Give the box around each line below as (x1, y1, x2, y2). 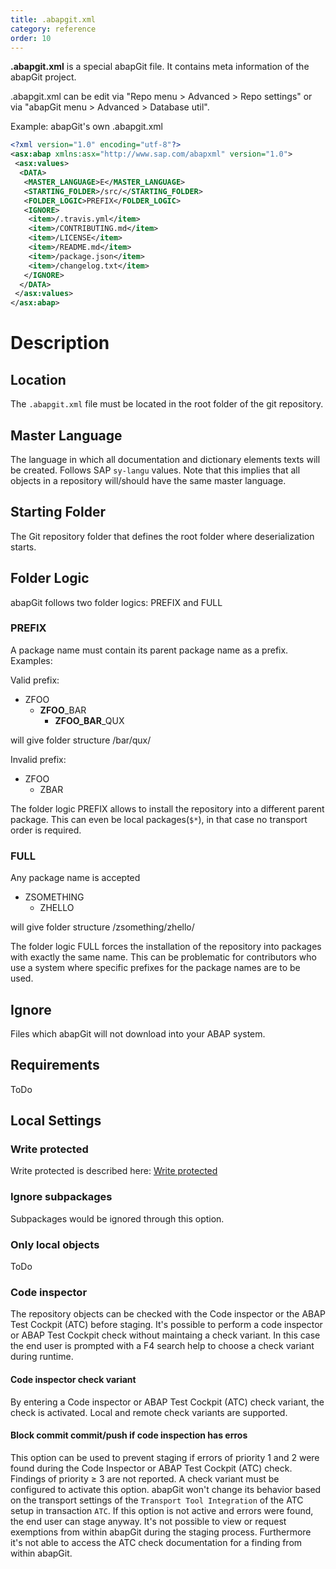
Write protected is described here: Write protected (10, 1165, 218, 1177)
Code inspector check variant (10, 1373, 137, 1385)
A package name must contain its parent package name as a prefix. (10, 644, 289, 656)
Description (10, 332, 110, 355)
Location (10, 371, 67, 388)
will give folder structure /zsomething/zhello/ (10, 921, 195, 933)
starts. (10, 541, 37, 553)
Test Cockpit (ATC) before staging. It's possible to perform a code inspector (10, 1319, 323, 1331)
